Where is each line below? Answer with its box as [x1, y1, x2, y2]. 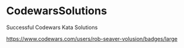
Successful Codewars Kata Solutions [6, 24, 98, 31]
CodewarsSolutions [6, 4, 107, 18]
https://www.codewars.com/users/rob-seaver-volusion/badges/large [6, 35, 178, 42]
